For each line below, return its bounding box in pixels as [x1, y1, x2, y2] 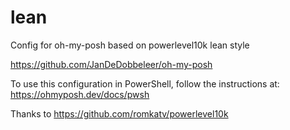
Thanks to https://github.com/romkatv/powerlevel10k [10, 107, 229, 120]
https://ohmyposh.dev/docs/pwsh [10, 88, 150, 100]
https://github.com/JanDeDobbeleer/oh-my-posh [10, 58, 213, 70]
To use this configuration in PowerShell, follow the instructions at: [10, 77, 280, 90]
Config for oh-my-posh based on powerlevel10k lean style [10, 39, 250, 51]
